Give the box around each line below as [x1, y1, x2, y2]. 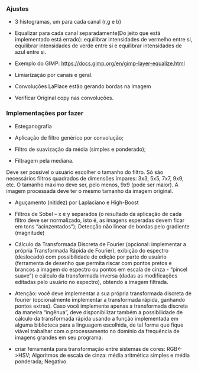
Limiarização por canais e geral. [14, 72, 93, 79]
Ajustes [6, 5, 29, 13]
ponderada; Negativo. [14, 357, 68, 365]
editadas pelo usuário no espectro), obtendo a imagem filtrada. [14, 278, 168, 285]
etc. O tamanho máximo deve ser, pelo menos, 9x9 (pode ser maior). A [6, 181, 178, 188]
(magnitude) [14, 229, 45, 236]
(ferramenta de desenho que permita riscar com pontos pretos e [14, 259, 173, 266]
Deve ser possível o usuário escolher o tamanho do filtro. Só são [6, 168, 164, 176]
